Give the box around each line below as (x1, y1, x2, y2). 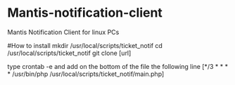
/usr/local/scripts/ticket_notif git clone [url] (7, 49, 132, 57)
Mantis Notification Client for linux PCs (7, 28, 120, 36)
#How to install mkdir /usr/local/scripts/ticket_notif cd (7, 41, 163, 49)
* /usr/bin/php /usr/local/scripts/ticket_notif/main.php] (7, 70, 165, 78)
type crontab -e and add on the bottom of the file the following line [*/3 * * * (7, 62, 229, 70)
